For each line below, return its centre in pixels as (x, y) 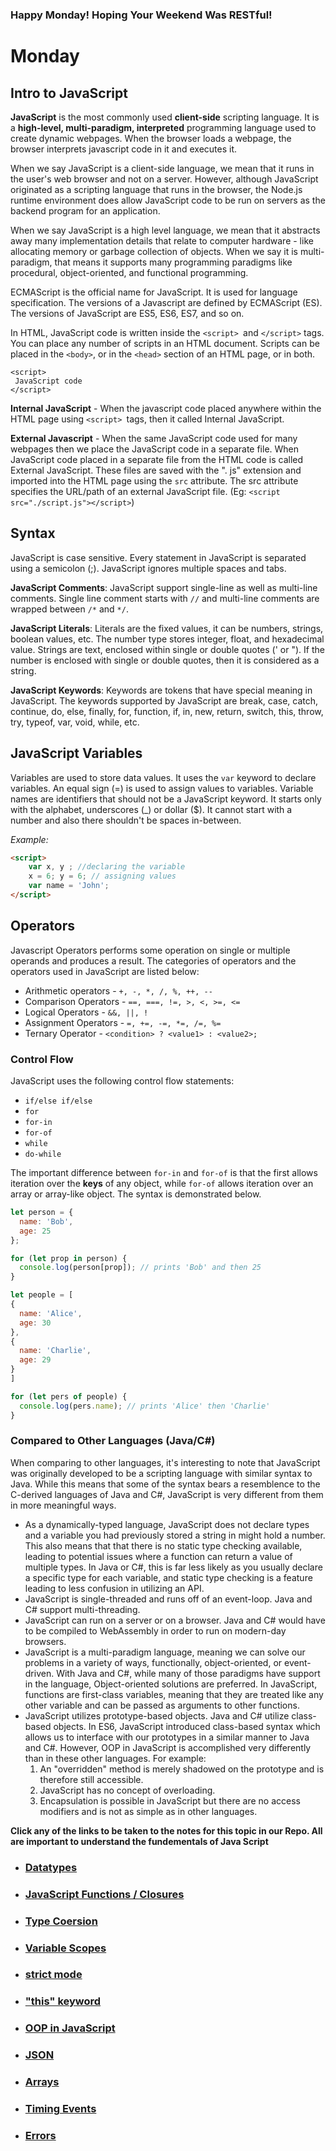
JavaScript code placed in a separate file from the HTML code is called (157, 459)
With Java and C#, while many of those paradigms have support (188, 1673)
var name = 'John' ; (69, 886)
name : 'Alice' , (51, 1313)
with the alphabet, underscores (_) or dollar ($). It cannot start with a (151, 809)
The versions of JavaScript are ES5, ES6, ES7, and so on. (127, 313)
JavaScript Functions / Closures (104, 1894)
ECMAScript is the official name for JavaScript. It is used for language (154, 292)
